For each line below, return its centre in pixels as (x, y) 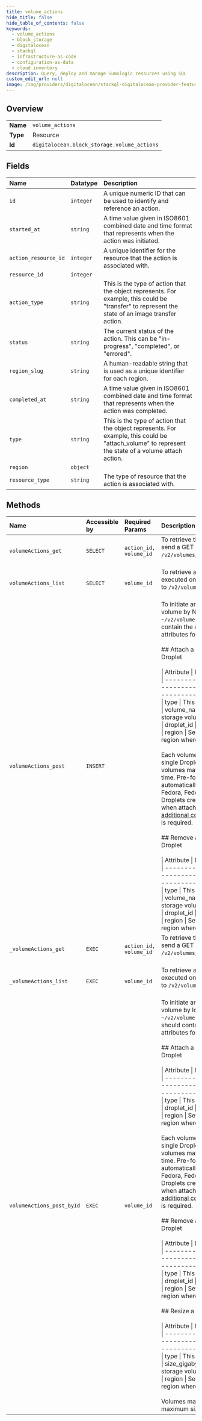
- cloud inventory (35, 68)
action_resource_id (37, 258)
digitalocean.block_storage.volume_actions (96, 145)
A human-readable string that (145, 363)
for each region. (126, 378)
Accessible (103, 522)
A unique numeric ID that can (144, 193)
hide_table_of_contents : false (45, 23)
